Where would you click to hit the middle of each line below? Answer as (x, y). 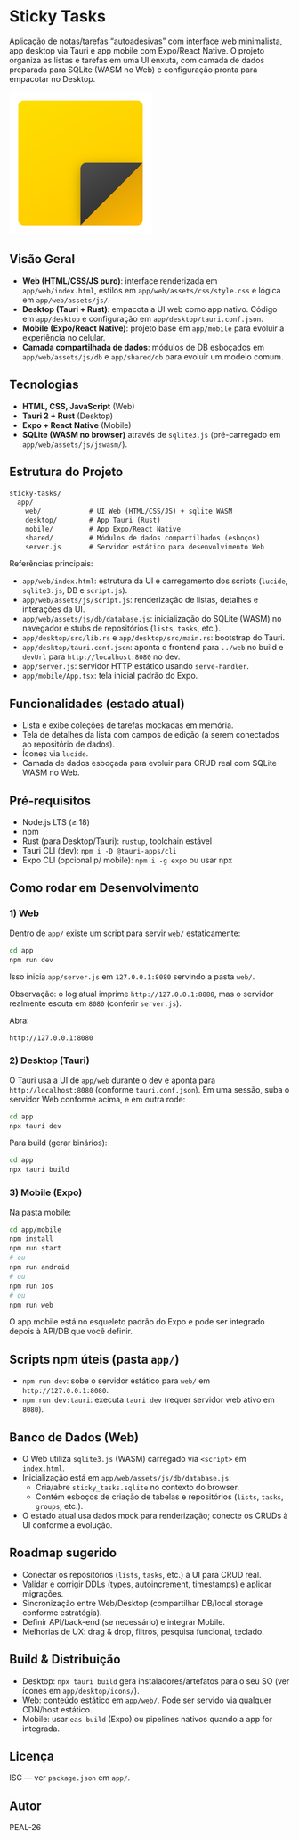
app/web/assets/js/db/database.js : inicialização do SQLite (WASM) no (152, 619)
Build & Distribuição (65, 1659)
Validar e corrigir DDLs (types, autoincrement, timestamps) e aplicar (147, 1584)
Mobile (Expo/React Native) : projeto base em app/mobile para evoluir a (153, 328)
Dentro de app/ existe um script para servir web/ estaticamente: (125, 933)
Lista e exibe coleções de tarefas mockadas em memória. (128, 725)
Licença (32, 1757)
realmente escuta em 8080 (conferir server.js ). (96, 1003)
